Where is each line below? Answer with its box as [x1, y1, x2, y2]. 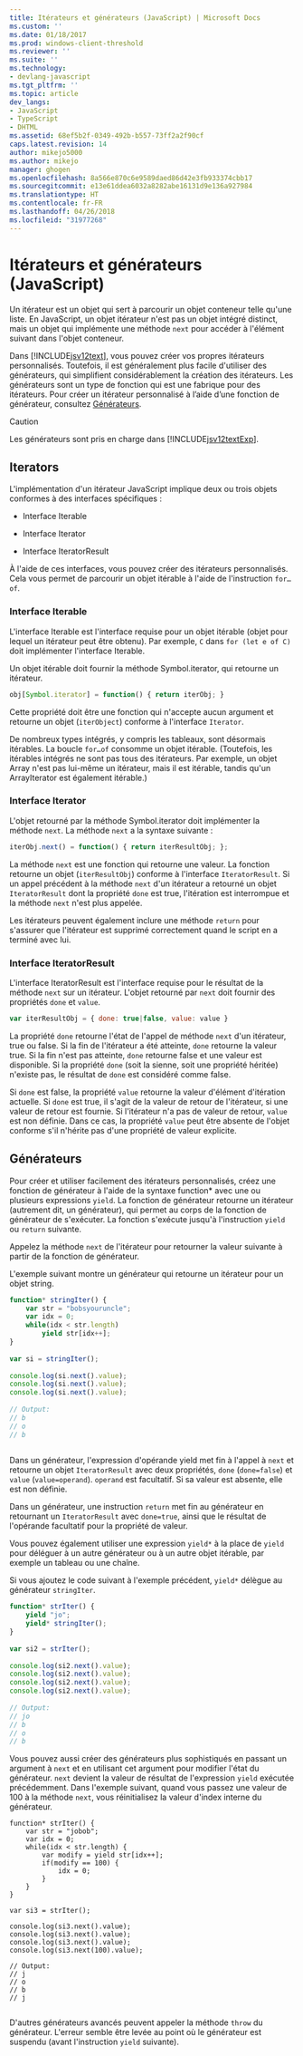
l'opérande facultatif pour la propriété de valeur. [9, 1520, 188, 1531]
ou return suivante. [9, 1223, 82, 1234]
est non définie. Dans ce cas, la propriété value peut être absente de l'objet [9, 1115, 290, 1126]
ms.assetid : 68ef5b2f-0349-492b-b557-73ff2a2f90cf [9, 131, 204, 140]
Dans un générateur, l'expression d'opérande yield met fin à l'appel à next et [9, 1455, 294, 1466]
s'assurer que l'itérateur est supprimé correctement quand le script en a [9, 924, 279, 935]
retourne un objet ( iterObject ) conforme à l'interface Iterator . [9, 716, 244, 727]
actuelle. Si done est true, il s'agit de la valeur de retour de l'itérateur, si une [9, 1096, 289, 1106]
